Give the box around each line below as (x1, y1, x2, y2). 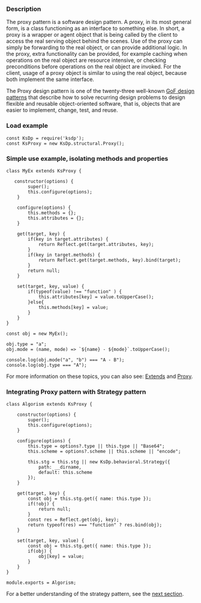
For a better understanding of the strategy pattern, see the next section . (6, 590, 184, 598)
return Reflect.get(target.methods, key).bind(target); (38, 257, 181, 263)
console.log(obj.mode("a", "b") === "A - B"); (6, 356, 125, 363)
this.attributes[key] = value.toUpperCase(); (38, 293, 154, 300)
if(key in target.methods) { (28, 251, 101, 258)
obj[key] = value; (38, 554, 85, 560)
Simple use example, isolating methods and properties (6, 154, 169, 163)
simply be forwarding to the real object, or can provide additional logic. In (6, 44, 188, 51)
